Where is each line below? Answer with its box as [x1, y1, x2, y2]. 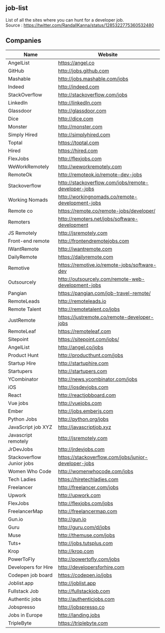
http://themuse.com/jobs [58, 532, 115, 539]
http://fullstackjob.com [58, 587, 111, 594]
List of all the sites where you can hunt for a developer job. [5, 17, 124, 23]
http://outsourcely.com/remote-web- [58, 275, 145, 282]
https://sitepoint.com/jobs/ [58, 336, 119, 343]
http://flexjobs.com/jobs [58, 500, 113, 507]
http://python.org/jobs [58, 415, 109, 422]
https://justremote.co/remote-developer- [58, 314, 154, 320]
